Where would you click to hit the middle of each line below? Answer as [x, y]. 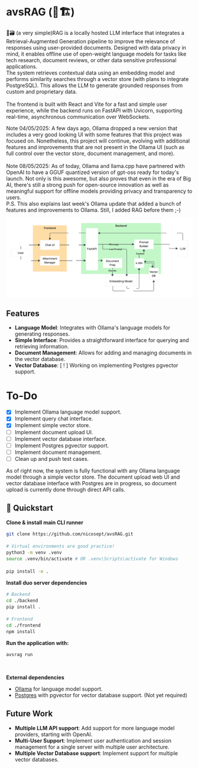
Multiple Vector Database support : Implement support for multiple [96, 753]
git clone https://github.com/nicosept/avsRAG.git [70, 534]
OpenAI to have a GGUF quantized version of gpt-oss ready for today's [92, 172]
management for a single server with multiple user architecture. [92, 747]
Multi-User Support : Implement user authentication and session [93, 740]
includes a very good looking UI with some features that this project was [94, 134]
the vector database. [40, 359]
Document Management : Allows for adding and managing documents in [103, 353]
